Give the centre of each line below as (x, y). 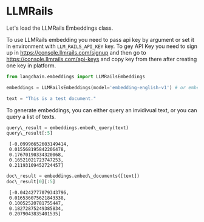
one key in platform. (31, 66)
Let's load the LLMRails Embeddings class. (60, 28)
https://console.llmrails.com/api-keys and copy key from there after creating (102, 59)
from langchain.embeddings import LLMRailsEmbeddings (76, 76)
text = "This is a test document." (51, 98)
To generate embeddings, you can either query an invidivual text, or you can (102, 110)
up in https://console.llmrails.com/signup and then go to (76, 52)
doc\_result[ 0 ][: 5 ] (31, 182)
